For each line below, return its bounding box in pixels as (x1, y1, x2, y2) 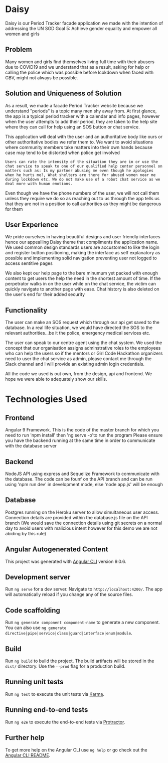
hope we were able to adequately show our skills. (5, 376, 107, 382)
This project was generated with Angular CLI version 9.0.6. (5, 558, 126, 564)
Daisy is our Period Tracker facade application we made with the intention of (5, 20, 163, 26)
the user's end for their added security (5, 291, 85, 297)
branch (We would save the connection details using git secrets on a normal (5, 520, 162, 526)
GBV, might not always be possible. (5, 74, 78, 81)
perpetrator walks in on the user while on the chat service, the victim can (5, 281, 156, 287)
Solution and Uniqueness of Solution (5, 89, 122, 98)
